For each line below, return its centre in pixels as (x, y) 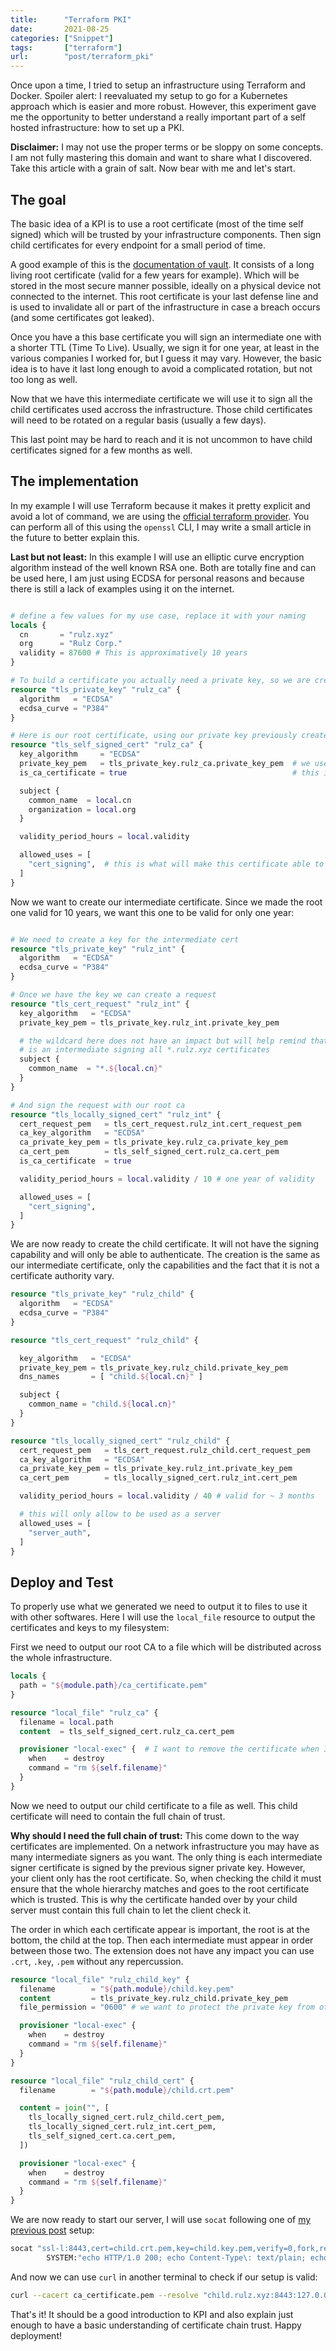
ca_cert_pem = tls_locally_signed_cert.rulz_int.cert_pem (158, 1478)
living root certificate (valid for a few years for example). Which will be (155, 275)
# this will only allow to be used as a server (120, 1514)
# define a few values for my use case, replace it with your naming (158, 616)
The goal (38, 199)
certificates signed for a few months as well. (101, 450)
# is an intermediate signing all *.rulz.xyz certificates (145, 1050)
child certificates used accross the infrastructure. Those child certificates (161, 409)
